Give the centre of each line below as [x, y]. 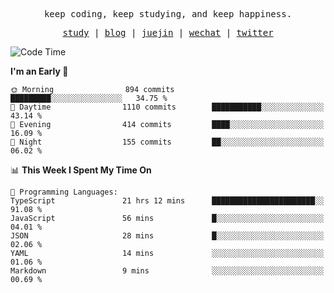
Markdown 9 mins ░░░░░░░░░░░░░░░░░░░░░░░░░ [167, 271]
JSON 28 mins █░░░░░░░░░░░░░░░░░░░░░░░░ [167, 236]
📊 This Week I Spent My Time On [81, 170]
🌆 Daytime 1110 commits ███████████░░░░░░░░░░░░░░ [167, 107]
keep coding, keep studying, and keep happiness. [168, 14]
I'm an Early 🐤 [39, 71]
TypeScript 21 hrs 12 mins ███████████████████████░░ [167, 201]
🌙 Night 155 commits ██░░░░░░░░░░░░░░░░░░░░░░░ [167, 142]
